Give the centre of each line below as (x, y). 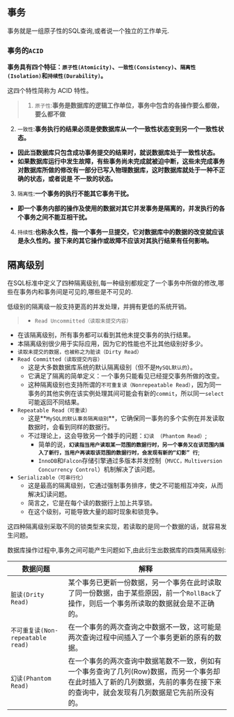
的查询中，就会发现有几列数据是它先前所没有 (141, 692)
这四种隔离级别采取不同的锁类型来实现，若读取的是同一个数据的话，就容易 (114, 526)
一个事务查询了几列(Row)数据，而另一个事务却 (144, 671)
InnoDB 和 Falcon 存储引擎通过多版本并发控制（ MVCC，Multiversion (130, 460)
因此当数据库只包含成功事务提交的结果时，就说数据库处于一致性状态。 (118, 153)
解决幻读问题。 (49, 494)
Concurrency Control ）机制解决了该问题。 (98, 469)
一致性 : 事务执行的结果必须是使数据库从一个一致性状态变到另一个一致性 (117, 129)
